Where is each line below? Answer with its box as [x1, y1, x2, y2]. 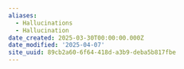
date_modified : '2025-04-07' [8, 41, 105, 49]
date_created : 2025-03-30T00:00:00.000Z [8, 33, 145, 42]
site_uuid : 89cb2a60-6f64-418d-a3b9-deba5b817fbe [8, 48, 177, 56]
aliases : [8, 11, 37, 20]
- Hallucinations [15, 19, 73, 27]
